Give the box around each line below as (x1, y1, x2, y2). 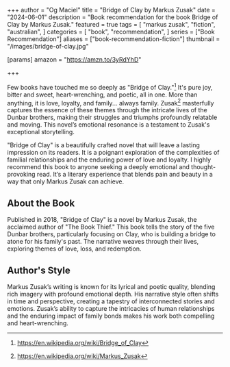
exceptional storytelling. (7, 128, 75, 136)
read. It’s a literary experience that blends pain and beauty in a (36, 170, 214, 179)
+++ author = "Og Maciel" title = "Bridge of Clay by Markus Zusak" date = (7, 6, 216, 14)
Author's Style (7, 264, 71, 276)
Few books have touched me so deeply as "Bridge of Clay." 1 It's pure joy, (7, 82, 213, 91)
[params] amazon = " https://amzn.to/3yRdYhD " (7, 55, 142, 64)
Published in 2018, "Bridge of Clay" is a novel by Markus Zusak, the (7, 216, 197, 224)
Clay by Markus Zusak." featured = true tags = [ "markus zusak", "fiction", (7, 21, 216, 28)
